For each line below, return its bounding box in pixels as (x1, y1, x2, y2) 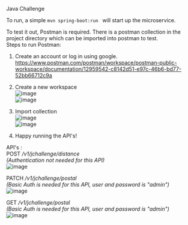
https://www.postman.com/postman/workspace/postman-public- (14, 59, 177, 66)
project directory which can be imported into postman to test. (6, 35, 158, 41)
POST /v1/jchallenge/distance (6, 150, 80, 157)
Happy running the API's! (14, 132, 77, 139)
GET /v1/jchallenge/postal (6, 199, 70, 206)
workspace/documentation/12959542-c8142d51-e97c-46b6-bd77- (14, 65, 182, 73)
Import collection (14, 108, 57, 115)
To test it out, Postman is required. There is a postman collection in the (6, 28, 181, 35)
